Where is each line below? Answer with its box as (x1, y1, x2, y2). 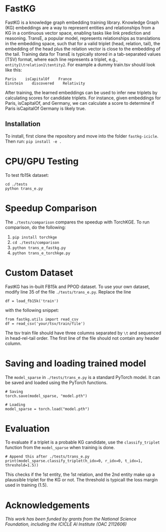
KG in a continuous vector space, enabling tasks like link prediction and (5, 30, 151, 36)
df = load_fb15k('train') (5, 299, 58, 304)
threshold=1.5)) (5, 463, 39, 468)
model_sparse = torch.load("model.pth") (5, 406, 90, 411)
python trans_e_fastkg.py (12, 245, 66, 250)
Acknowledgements (5, 500, 90, 511)
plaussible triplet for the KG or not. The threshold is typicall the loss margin (5, 477, 158, 483)
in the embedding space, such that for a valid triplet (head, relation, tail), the (5, 40, 160, 46)
